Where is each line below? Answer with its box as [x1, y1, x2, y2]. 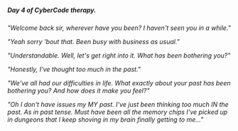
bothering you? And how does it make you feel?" [7, 86, 150, 95]
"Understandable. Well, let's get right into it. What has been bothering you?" [7, 51, 231, 60]
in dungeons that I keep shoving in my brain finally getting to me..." [7, 115, 204, 124]
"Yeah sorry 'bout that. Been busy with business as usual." [7, 37, 180, 46]
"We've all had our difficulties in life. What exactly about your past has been [7, 78, 231, 87]
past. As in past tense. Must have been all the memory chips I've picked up [7, 108, 228, 116]
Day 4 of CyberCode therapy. [7, 6, 97, 14]
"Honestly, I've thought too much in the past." [7, 65, 141, 73]
